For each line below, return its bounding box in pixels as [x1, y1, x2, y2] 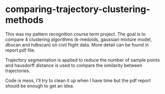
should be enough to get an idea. [5, 82, 74, 89]
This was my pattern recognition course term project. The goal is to [5, 31, 146, 37]
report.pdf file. [5, 47, 35, 53]
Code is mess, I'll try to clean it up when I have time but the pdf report [5, 77, 151, 83]
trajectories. [5, 67, 30, 74]
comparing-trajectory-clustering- [5, 4, 150, 15]
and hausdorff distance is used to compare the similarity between [5, 62, 143, 68]
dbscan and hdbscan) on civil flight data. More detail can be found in [5, 41, 149, 48]
